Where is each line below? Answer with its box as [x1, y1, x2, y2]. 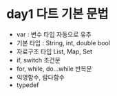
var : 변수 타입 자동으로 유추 [16, 30, 92, 38]
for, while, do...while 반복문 [16, 64, 92, 73]
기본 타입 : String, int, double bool [16, 38, 111, 47]
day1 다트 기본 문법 [6, 6, 109, 22]
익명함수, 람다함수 [16, 73, 65, 81]
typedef [16, 80, 39, 89]
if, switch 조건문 [16, 56, 61, 64]
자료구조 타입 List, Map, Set [16, 47, 92, 56]
